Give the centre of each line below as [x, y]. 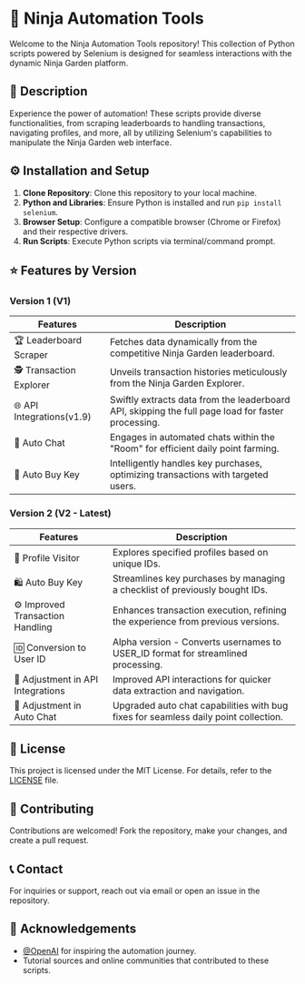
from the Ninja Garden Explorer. [177, 383]
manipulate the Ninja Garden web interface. [91, 142]
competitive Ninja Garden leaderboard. [192, 353]
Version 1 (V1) [40, 300]
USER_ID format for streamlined [180, 653]
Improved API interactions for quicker [192, 679]
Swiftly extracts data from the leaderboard [200, 400]
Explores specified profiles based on [190, 552]
